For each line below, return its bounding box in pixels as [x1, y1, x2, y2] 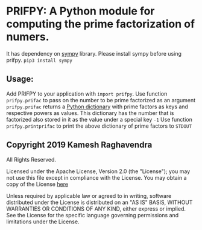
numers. [6, 30, 49, 44]
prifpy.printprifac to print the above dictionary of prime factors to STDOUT [6, 122, 192, 130]
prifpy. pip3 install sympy [6, 56, 72, 64]
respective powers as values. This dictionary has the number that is [6, 109, 174, 116]
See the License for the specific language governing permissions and [6, 211, 179, 218]
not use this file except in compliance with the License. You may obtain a [6, 174, 187, 181]
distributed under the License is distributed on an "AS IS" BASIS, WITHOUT [6, 199, 193, 206]
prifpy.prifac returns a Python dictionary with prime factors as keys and [6, 103, 189, 110]
